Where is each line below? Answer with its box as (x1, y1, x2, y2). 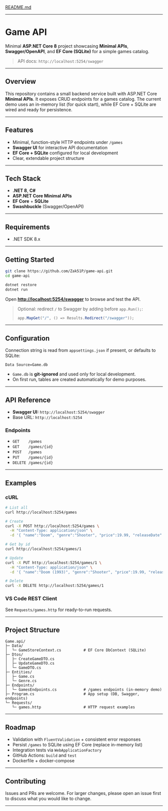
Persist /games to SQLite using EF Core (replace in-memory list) (12, 742, 142, 748)
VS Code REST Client (5, 595, 57, 602)
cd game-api (5, 273, 30, 278)
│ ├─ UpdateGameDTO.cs (5, 661, 55, 666)
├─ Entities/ (5, 670, 32, 675)
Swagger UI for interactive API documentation (12, 144, 107, 150)
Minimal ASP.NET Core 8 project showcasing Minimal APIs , (5, 43, 129, 49)
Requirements (5, 223, 50, 231)
